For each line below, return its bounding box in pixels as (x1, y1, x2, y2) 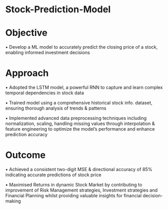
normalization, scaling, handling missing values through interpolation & (5, 120, 155, 127)
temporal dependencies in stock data (5, 90, 84, 96)
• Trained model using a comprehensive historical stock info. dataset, (5, 100, 153, 106)
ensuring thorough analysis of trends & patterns (5, 105, 107, 111)
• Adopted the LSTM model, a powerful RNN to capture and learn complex (5, 85, 163, 91)
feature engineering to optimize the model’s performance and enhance (5, 126, 155, 132)
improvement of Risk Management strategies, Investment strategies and (5, 187, 158, 193)
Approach (5, 68, 49, 79)
